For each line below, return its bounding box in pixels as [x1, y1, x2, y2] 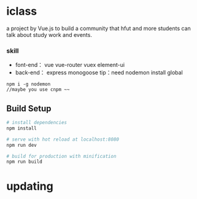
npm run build [6, 158, 43, 165]
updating [6, 179, 53, 193]
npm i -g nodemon [6, 81, 51, 87]
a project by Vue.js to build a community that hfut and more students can [6, 25, 191, 32]
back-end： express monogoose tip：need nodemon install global [15, 69, 183, 76]
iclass [6, 4, 37, 18]
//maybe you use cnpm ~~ [6, 87, 70, 93]
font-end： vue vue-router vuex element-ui [15, 61, 125, 69]
